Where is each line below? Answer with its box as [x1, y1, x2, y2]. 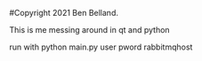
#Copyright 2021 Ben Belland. [9, 8, 118, 18]
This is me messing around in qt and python [9, 25, 171, 34]
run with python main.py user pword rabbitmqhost [9, 42, 193, 52]
